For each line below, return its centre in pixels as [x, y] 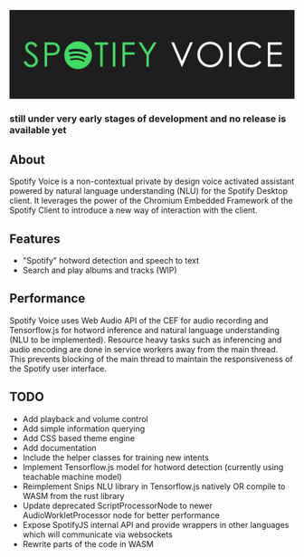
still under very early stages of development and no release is [148, 119]
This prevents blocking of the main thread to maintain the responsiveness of [152, 359]
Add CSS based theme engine [79, 438]
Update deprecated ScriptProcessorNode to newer [117, 505]
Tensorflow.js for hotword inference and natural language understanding [145, 330]
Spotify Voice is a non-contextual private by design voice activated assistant [152, 181]
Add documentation [59, 447]
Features [35, 239]
